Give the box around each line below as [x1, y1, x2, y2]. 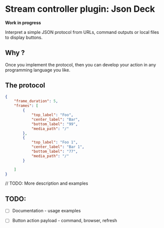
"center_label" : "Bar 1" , [31, 144, 84, 149]
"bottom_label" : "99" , [31, 121, 78, 126]
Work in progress [5, 20, 41, 26]
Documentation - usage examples [12, 208, 81, 214]
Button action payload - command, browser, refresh [12, 218, 117, 224]
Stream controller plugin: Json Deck [5, 3, 156, 15]
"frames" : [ [14, 103, 38, 109]
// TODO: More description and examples [5, 180, 88, 186]
